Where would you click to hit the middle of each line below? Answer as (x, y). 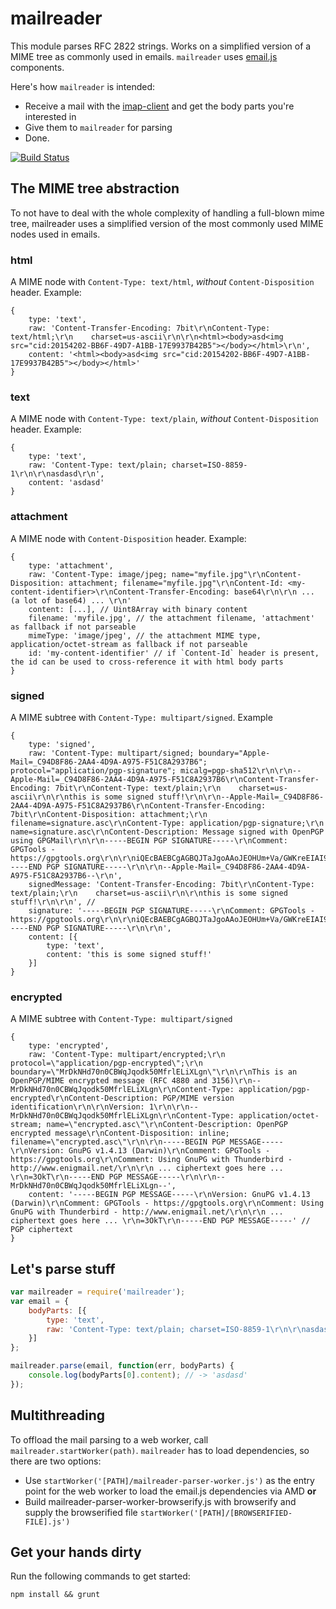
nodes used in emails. (55, 234)
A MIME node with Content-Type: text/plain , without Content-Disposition (164, 419)
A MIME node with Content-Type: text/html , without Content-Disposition (162, 282)
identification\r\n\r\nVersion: (77, 1107)
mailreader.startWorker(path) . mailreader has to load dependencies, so (160, 1450)
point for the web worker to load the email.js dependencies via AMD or (170, 1491)
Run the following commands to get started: (100, 1576)
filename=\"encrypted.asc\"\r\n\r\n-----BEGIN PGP (118, 1142)
